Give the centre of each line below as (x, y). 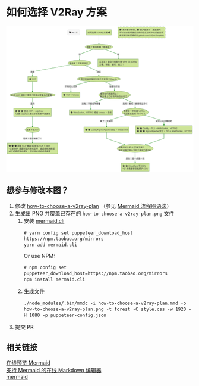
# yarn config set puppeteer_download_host (78, 233)
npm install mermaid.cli (54, 279)
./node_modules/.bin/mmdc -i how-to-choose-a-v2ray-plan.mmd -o (105, 303)
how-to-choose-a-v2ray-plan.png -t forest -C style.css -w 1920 (105, 309)
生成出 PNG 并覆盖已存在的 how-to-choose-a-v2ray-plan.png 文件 (94, 213)
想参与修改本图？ (37, 190)
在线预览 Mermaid (28, 363)
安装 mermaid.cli (44, 220)
